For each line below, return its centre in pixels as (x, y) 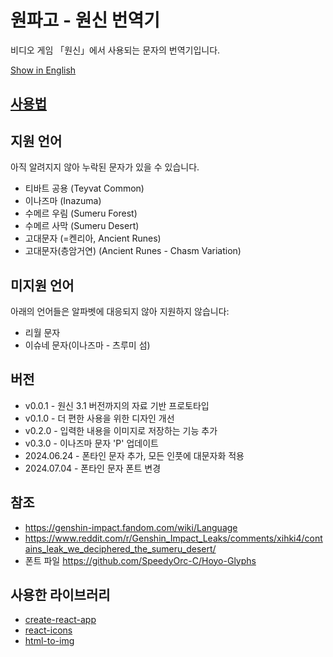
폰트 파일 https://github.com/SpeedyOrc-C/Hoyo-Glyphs (140, 560)
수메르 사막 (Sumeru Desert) (82, 226)
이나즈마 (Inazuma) (63, 201)
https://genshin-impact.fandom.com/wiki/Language (131, 527)
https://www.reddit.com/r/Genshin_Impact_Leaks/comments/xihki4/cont (173, 538)
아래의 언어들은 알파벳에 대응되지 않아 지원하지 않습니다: (120, 311)
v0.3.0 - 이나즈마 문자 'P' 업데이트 (91, 443)
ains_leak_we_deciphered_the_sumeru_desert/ (120, 548)
